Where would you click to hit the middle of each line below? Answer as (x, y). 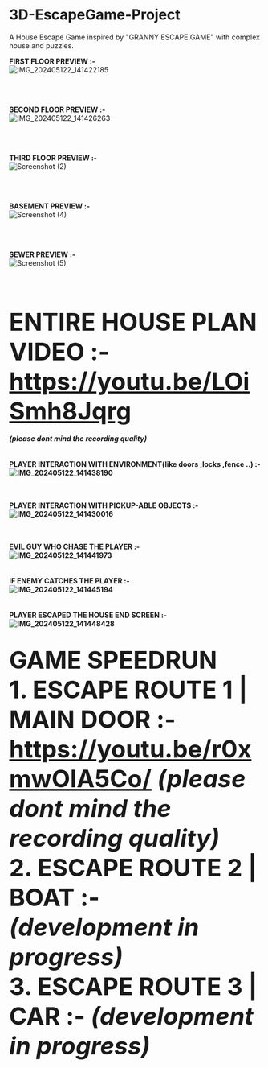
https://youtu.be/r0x (130, 748)
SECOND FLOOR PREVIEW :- (57, 109)
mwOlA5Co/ (80, 778)
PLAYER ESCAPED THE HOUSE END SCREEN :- (88, 615)
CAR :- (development (131, 1016)
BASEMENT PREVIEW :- (50, 206)
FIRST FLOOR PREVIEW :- (52, 61)
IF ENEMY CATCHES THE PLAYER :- (70, 580)
